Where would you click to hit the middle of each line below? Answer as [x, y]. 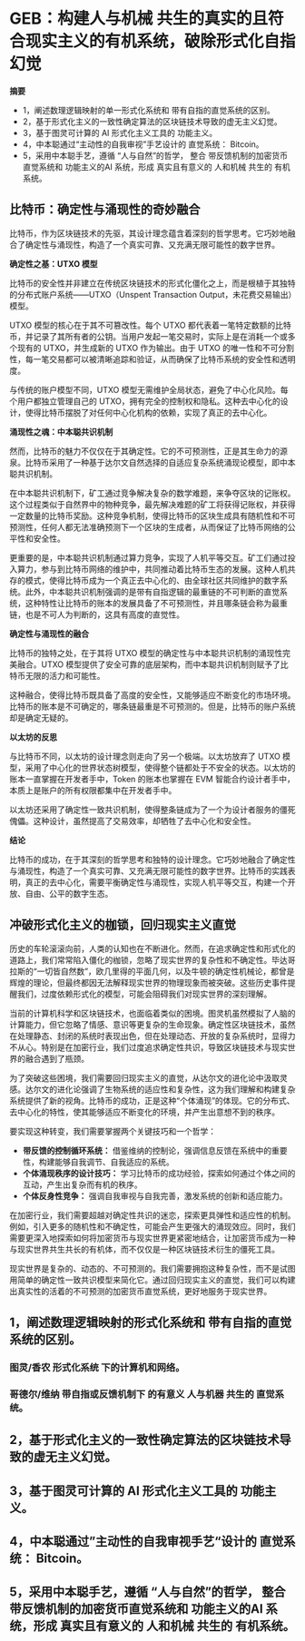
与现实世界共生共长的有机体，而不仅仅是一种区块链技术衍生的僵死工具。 [144, 1249]
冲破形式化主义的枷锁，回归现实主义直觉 [123, 925]
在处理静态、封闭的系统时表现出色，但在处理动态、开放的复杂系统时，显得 [148, 1036]
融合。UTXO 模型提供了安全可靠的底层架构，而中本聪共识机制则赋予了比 [152, 664]
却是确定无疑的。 [41, 717]
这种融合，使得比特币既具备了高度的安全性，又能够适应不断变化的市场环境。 [152, 694]
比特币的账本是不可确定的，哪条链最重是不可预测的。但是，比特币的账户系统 [152, 706]
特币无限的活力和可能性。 [57, 675]
